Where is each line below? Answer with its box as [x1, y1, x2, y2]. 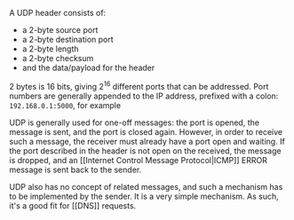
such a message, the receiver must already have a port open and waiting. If [9, 136, 286, 146]
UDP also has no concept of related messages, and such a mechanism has [9, 181, 283, 192]
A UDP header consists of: [9, 8, 107, 18]
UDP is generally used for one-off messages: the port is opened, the [9, 117, 260, 128]
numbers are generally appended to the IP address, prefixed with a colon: [9, 90, 279, 101]
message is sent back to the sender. [9, 164, 142, 175]
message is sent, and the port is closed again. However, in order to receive [9, 126, 282, 137]
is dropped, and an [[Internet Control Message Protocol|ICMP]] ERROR [9, 154, 268, 165]
